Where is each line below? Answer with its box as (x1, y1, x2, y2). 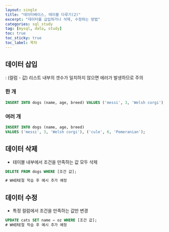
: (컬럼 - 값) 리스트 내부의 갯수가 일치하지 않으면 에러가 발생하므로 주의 (5, 74, 144, 81)
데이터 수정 (5, 193, 38, 202)
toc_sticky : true (5, 36, 42, 41)
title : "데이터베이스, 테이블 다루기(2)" (5, 12, 81, 17)
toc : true (5, 31, 26, 36)
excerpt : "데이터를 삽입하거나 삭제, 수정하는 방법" (5, 17, 100, 22)
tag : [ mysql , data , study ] (5, 26, 62, 31)
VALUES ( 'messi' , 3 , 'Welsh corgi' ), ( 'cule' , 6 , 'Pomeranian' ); (5, 129, 145, 134)
